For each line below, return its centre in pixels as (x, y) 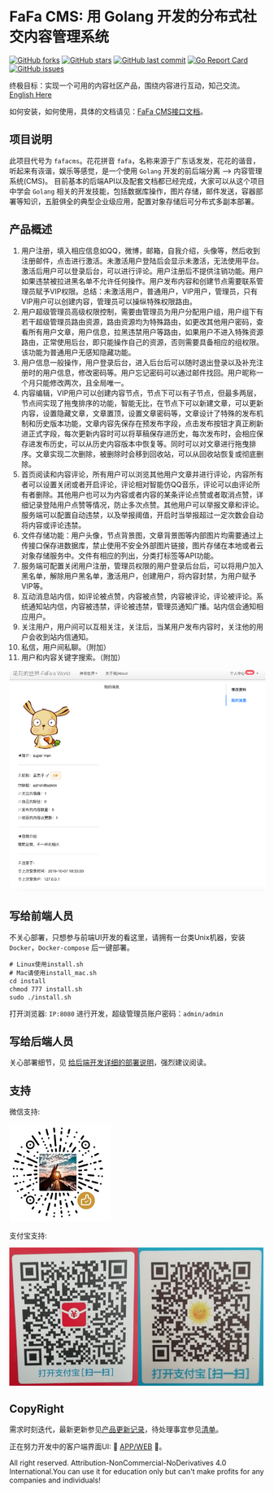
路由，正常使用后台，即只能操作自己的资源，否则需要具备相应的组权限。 (142, 342)
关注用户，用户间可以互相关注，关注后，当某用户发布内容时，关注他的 (139, 626)
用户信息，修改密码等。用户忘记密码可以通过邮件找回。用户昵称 (150, 372)
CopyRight (37, 1409)
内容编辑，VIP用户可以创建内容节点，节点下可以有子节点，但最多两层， (141, 393)
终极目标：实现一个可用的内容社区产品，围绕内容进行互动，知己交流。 (127, 85)
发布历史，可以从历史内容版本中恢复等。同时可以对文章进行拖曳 (142, 443)
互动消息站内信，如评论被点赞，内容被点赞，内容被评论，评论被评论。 (139, 596)
